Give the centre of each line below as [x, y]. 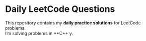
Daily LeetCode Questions [60, 9]
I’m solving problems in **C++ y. [39, 33]
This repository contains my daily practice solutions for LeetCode [73, 23]
